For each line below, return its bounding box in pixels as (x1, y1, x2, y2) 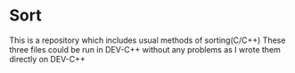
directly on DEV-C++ (9, 53, 86, 64)
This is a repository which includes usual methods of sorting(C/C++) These (9, 35, 286, 45)
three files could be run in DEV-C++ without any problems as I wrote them (9, 44, 281, 54)
